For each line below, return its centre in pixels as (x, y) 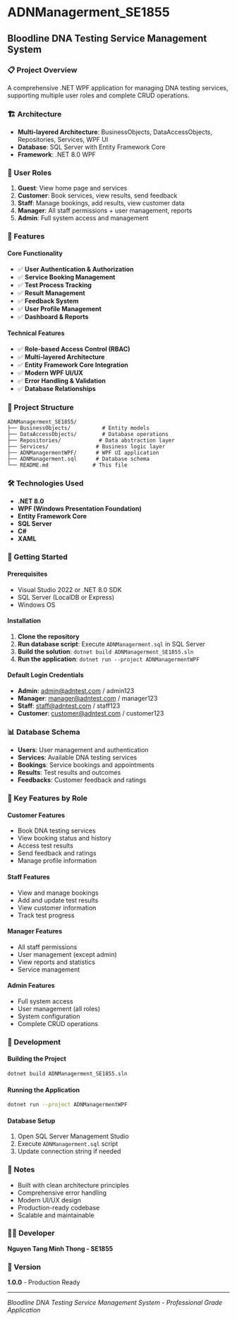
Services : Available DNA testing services (77, 758)
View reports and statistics (56, 962)
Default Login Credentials (45, 675)
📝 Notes (21, 1170)
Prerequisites (28, 574)
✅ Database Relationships (57, 388)
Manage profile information (57, 861)
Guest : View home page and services (72, 188)
